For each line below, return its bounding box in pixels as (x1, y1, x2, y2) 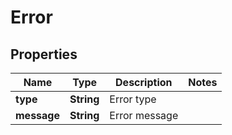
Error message (109, 109, 179, 122)
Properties (10, 46, 78, 63)
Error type (109, 92, 157, 106)
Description (115, 76, 173, 89)
